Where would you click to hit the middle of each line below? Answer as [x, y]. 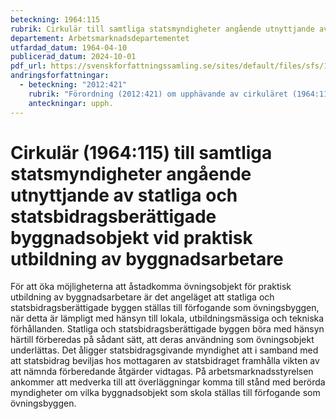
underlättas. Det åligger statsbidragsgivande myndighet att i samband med [164, 350]
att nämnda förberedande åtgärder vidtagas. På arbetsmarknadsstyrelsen [162, 372]
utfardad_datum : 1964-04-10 [69, 47]
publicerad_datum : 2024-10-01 [73, 57]
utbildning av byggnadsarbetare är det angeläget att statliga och [142, 297]
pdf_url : [28, 66]
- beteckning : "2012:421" [73, 85]
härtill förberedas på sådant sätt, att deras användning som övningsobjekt [162, 340]
